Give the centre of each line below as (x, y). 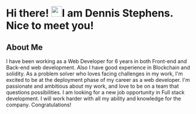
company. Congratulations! (39, 105)
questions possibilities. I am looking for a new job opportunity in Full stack (95, 92)
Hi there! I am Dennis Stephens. (90, 13)
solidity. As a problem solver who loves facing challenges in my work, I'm (94, 74)
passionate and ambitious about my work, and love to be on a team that (92, 86)
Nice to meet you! (50, 26)
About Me (24, 47)
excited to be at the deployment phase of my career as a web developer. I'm (98, 80)
